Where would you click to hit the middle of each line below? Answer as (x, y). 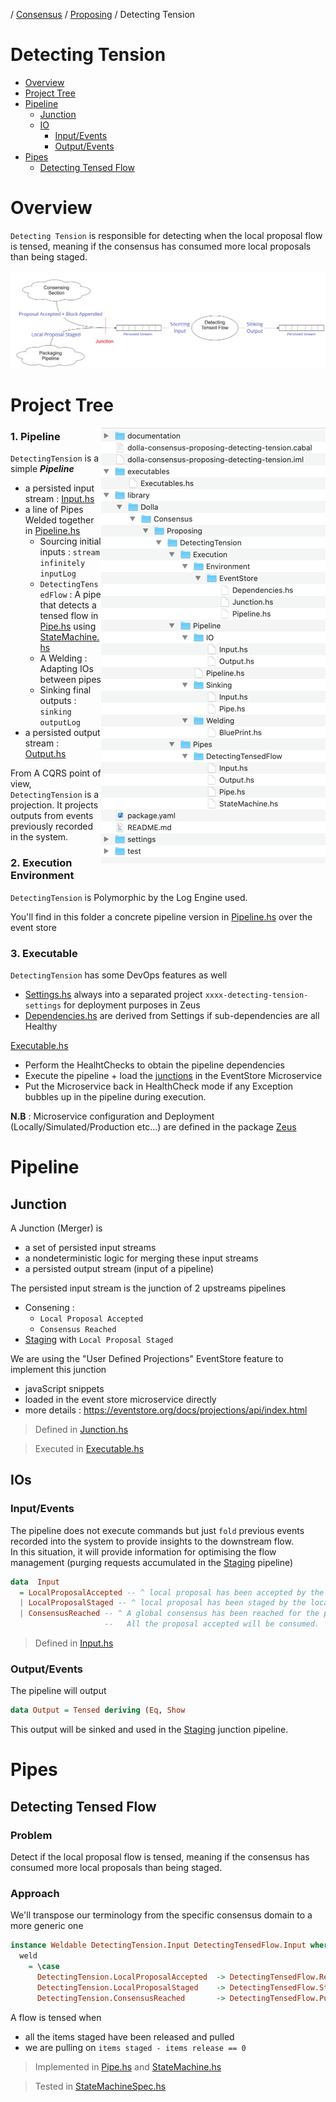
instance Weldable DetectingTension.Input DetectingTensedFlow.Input (158, 1945)
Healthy (41, 1026)
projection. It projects (54, 805)
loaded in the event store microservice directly (120, 1399)
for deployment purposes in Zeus (132, 1005)
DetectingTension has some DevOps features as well (119, 975)
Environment (42, 876)
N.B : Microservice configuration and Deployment (112, 1116)
